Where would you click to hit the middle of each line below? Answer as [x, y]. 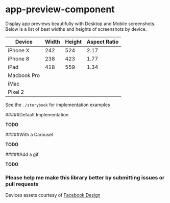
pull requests [22, 184]
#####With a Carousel [29, 134]
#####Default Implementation [37, 114]
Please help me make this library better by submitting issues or [85, 177]
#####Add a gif [22, 154]
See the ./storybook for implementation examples [58, 105]
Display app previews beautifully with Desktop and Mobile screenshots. [80, 24]
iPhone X [19, 50]
